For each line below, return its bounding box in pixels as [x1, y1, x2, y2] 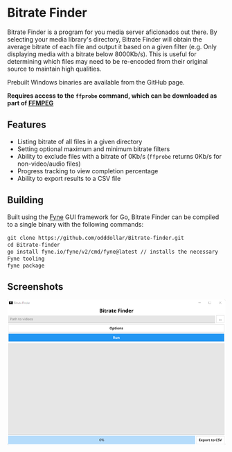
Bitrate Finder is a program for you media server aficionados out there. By [7, 28, 217, 36]
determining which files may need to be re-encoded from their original [7, 57, 208, 65]
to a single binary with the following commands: [7, 220, 144, 228]
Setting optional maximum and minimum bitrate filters [17, 144, 170, 153]
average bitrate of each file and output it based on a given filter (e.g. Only [7, 42, 217, 51]
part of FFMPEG [7, 98, 54, 107]
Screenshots [7, 281, 64, 293]
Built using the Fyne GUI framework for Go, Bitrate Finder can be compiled [7, 213, 220, 221]
